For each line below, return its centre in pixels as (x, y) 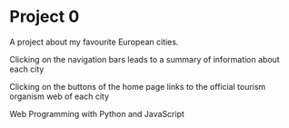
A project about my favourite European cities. (94, 42)
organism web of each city (60, 96)
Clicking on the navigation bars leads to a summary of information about (144, 59)
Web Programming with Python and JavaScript (97, 113)
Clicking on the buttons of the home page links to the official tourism (138, 86)
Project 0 (45, 17)
